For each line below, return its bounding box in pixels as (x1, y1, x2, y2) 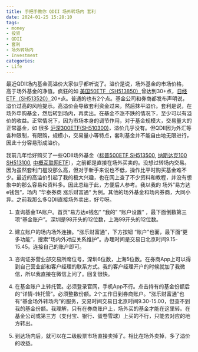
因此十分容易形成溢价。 (6, 139, 63, 146)
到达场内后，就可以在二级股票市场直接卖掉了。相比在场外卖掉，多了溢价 (14, 333, 190, 340)
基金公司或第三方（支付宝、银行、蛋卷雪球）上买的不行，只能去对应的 (14, 312, 186, 320)
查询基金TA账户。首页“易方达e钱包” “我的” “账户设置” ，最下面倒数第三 (14, 209, 187, 216)
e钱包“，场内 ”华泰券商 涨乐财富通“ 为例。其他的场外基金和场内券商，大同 (6, 189, 186, 196)
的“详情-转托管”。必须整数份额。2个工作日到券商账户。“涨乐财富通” (14, 290, 180, 298)
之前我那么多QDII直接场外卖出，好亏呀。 (16, 196, 115, 203)
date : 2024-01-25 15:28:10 (6, 14, 72, 20)
